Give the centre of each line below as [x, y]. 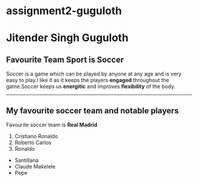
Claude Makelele [35, 166]
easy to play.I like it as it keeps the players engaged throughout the [88, 80]
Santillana [27, 160]
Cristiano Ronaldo [36, 136]
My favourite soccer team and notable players [93, 110]
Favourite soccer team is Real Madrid [52, 125]
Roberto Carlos [33, 142]
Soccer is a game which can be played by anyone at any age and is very [94, 74]
